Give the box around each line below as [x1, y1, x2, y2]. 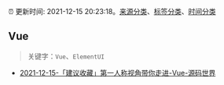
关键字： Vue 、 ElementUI [27, 51, 105, 61]
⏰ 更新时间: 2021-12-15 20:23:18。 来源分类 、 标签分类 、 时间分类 [8, 7, 216, 16]
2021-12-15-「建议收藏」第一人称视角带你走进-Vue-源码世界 [19, 68, 216, 77]
